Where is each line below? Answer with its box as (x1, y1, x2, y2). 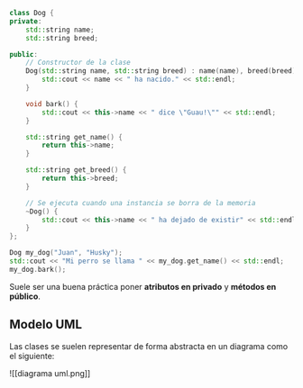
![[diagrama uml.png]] (9, 367, 91, 378)
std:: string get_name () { (25, 132, 124, 141)
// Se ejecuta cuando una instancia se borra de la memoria (25, 198, 256, 207)
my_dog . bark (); (9, 265, 67, 274)
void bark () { (25, 99, 78, 108)
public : (9, 50, 39, 59)
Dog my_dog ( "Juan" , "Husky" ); (9, 248, 124, 257)
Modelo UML (9, 317, 83, 332)
